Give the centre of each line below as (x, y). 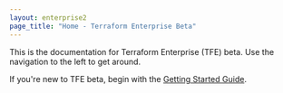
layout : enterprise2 (49, 18)
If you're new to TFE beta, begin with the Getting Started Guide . (128, 79)
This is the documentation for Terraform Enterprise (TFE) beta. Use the (142, 51)
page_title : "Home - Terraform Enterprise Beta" (103, 26)
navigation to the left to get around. (75, 61)
